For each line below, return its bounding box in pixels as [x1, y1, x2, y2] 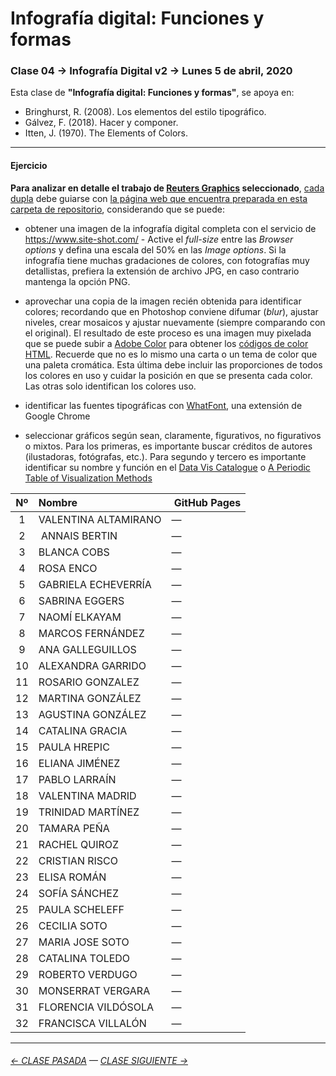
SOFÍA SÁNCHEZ [38, 886, 119, 900]
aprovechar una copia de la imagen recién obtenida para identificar [24, 295, 302, 307]
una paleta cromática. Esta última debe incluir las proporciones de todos [24, 358, 323, 371]
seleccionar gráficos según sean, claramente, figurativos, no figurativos [24, 429, 322, 441]
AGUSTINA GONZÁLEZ [38, 707, 147, 721]
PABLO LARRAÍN [38, 772, 117, 786]
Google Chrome [24, 410, 91, 422]
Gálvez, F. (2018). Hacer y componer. [24, 117, 179, 129]
